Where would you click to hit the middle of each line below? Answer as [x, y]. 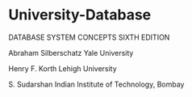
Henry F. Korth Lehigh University [63, 68]
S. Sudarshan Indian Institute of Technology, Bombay [96, 84]
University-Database [80, 15]
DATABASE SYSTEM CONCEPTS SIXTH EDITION [89, 37]
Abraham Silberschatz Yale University [71, 53]
